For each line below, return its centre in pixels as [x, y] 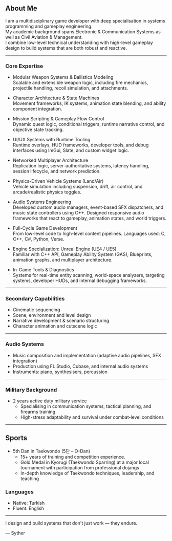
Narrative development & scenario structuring [61, 321]
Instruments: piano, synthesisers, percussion [60, 372]
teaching [30, 479]
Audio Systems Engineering [42, 202]
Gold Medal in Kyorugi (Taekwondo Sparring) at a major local [85, 462]
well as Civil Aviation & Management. [44, 37]
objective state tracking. [38, 129]
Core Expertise [24, 66]
